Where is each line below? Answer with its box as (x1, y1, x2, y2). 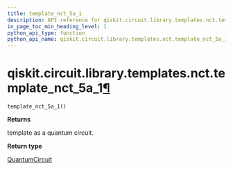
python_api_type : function (7, 29, 85, 37)
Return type (7, 142, 43, 151)
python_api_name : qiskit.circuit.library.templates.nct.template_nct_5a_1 (7, 36, 228, 43)
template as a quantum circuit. (7, 129, 94, 137)
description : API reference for (7, 17, 101, 23)
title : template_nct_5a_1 (7, 10, 82, 17)
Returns (7, 115, 31, 124)
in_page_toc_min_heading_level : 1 (7, 23, 107, 30)
